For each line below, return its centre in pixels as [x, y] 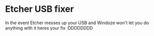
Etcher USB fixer [39, 9]
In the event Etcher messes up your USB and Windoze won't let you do [77, 23]
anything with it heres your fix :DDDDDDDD [49, 28]
